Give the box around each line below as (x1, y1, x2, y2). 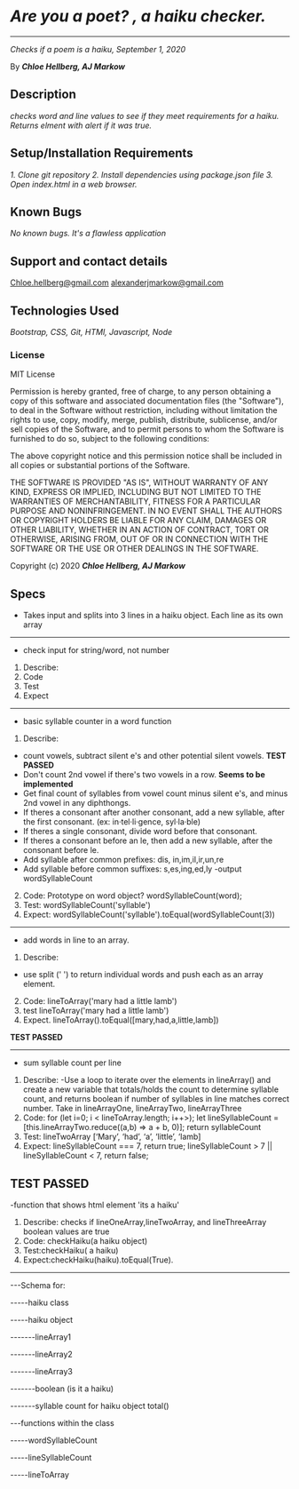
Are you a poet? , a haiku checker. (10, 6, 267, 27)
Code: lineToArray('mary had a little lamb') (22, 996, 177, 1007)
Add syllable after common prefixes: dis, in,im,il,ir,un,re (22, 855, 224, 865)
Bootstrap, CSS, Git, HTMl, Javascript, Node (10, 327, 173, 337)
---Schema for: (10, 1279, 66, 1290)
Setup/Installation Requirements (10, 146, 193, 161)
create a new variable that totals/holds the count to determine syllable (22, 1084, 279, 1095)
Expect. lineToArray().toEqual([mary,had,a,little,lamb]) (22, 1015, 220, 1025)
